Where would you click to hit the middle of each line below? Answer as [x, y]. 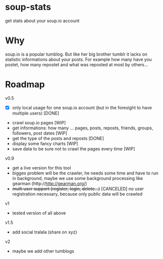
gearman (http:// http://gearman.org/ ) [50, 183]
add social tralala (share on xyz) [44, 232]
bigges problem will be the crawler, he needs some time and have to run [85, 173]
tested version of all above [39, 213]
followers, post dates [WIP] [40, 133]
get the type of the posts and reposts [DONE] [58, 138]
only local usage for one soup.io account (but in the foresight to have [82, 108]
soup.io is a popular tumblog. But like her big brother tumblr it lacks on [76, 54]
